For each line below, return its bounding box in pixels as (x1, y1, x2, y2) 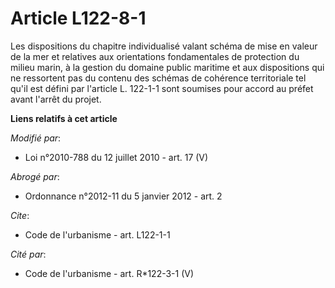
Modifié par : (10, 132, 62, 144)
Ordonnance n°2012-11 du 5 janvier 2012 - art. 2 (24, 190, 223, 202)
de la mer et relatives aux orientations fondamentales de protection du (10, 50, 300, 62)
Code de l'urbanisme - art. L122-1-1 (24, 228, 171, 241)
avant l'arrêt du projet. (10, 93, 102, 105)
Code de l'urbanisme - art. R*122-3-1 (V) (24, 267, 195, 279)
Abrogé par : (10, 170, 60, 182)
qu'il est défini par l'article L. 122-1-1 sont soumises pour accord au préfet (10, 82, 314, 94)
